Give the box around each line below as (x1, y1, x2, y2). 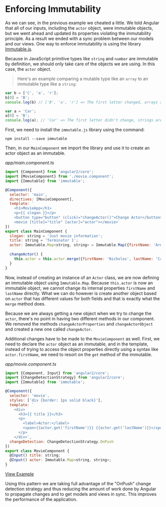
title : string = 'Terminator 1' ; (9, 238, 79, 243)
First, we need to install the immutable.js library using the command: (5, 127, 145, 133)
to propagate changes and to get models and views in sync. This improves (5, 491, 157, 497)
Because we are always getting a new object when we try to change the (5, 310, 152, 316)
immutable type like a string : (17, 81, 77, 87)
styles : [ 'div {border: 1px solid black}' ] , (9, 398, 103, 403)
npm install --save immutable (5, 136, 68, 141)
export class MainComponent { (5, 229, 68, 234)
